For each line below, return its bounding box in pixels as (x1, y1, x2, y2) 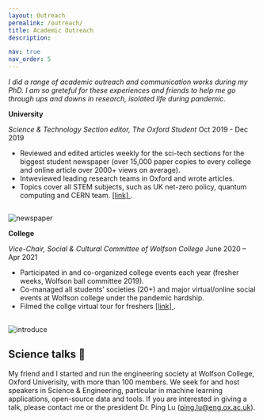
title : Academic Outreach (8, 26, 93, 34)
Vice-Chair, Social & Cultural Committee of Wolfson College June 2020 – (8, 244, 247, 254)
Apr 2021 (8, 253, 38, 262)
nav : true (8, 48, 41, 56)
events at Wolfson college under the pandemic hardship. (19, 293, 204, 303)
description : (8, 33, 51, 42)
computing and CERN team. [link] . (19, 191, 133, 200)
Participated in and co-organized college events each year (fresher (19, 268, 239, 277)
